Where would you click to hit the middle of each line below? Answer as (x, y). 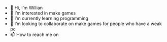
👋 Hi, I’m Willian (26, 8)
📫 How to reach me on (34, 34)
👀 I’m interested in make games (43, 13)
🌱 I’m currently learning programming (49, 18)
